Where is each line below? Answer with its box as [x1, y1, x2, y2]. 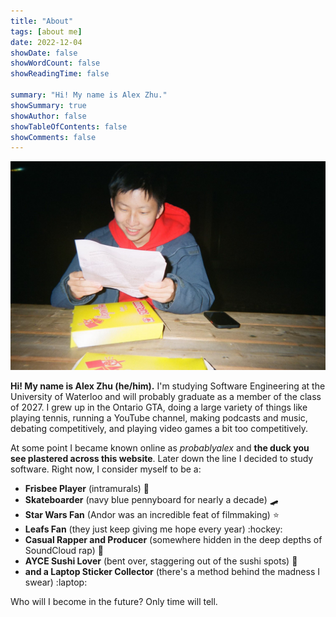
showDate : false [10, 48, 78, 58]
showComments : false [10, 132, 97, 142]
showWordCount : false [10, 58, 101, 69]
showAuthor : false [10, 111, 87, 121]
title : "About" [10, 16, 74, 26]
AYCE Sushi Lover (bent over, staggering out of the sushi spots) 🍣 [24, 555, 298, 567]
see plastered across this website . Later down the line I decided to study [10, 452, 314, 464]
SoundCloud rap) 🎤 [24, 544, 104, 556]
